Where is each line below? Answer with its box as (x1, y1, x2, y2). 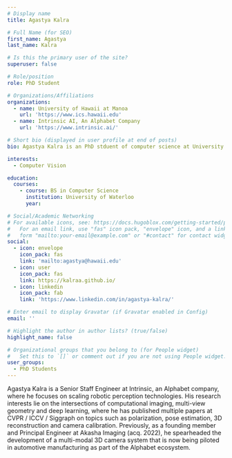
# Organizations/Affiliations (7, 92, 95, 99)
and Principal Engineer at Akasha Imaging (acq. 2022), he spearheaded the (7, 429, 222, 437)
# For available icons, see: (7, 219, 91, 226)
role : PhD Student (7, 79, 60, 86)
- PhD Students (13, 365, 57, 373)
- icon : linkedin (13, 283, 64, 290)
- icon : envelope (13, 245, 64, 252)
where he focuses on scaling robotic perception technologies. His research (7, 392, 221, 400)
